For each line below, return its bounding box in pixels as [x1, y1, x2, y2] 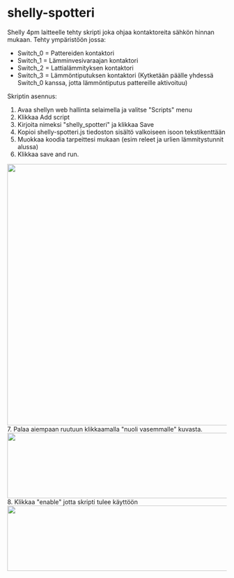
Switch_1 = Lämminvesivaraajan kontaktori [17, 56, 139, 64]
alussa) [17, 142, 39, 151]
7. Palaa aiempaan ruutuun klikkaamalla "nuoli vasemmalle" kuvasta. [7, 425, 203, 433]
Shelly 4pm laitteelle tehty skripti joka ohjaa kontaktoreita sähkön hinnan [7, 28, 214, 36]
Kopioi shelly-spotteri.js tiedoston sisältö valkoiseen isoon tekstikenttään [17, 128, 226, 136]
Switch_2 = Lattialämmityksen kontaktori [17, 63, 134, 72]
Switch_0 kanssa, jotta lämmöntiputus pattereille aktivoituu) [17, 78, 188, 86]
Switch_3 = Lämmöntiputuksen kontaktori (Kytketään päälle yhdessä [17, 71, 214, 79]
